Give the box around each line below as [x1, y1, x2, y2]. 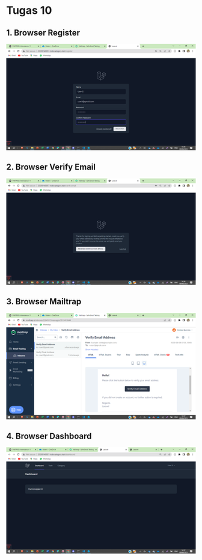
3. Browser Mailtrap [6, 297, 82, 307]
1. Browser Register [6, 28, 80, 38]
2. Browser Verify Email [6, 162, 96, 172]
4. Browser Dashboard [6, 431, 92, 442]
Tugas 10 [6, 4, 52, 17]
